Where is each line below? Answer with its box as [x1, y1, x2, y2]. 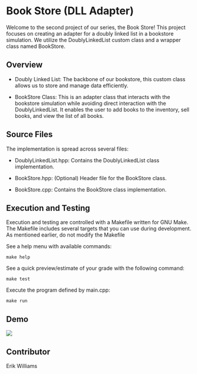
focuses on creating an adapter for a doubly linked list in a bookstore [6, 30, 174, 37]
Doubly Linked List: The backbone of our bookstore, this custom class [14, 75, 186, 82]
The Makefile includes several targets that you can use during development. [6, 225, 192, 232]
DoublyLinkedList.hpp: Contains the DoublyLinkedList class [14, 156, 160, 164]
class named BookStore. [6, 43, 66, 50]
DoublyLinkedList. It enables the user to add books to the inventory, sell [14, 106, 189, 113]
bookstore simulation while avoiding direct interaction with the [14, 100, 167, 107]
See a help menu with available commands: [6, 243, 112, 250]
